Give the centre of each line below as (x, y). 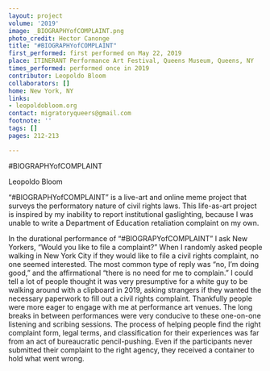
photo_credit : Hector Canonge (59, 38)
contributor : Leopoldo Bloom (57, 76)
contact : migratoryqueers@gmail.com (70, 114)
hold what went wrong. (46, 358)
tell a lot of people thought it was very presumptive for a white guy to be (128, 281)
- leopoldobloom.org (43, 106)
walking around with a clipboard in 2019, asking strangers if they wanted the (135, 290)
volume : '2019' (34, 23)
